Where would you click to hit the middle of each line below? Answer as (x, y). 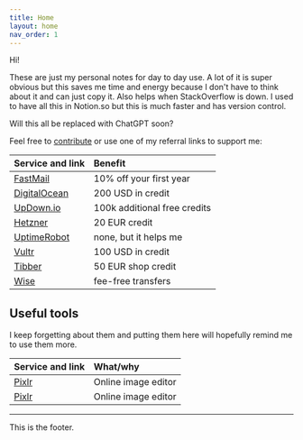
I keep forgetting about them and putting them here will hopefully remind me (151, 335)
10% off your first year (142, 179)
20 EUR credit (123, 223)
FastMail (32, 179)
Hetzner (31, 223)
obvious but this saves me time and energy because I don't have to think (144, 87)
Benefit (110, 163)
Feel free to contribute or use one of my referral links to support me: (136, 142)
